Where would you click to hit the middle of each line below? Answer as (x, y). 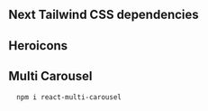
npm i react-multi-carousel (69, 97)
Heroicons (38, 46)
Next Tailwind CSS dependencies (104, 15)
